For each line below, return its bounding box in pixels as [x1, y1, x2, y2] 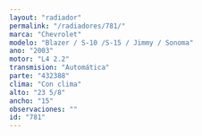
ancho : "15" [9, 96, 54, 106]
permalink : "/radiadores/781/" [9, 21, 126, 30]
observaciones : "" [9, 105, 78, 114]
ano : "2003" [9, 47, 54, 55]
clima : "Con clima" [9, 80, 82, 89]
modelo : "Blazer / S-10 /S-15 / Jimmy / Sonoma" [9, 38, 194, 47]
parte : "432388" [9, 72, 70, 81]
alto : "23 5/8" [9, 88, 66, 97]
